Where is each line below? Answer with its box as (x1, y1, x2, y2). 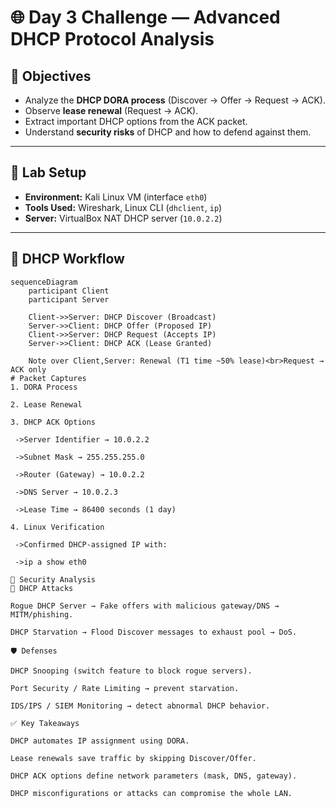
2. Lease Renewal (10, 399, 83, 410)
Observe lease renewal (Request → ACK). (24, 105, 199, 116)
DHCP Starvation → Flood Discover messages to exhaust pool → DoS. (10, 627, 298, 637)
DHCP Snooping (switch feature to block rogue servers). (10, 666, 253, 676)
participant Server (28, 294, 110, 305)
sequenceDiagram (10, 277, 78, 287)
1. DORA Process (10, 382, 78, 392)
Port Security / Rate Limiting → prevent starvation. (10, 683, 240, 693)
